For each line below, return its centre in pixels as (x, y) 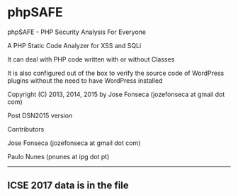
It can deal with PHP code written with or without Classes (91, 59)
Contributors (26, 129)
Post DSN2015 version (40, 115)
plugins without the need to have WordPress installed (85, 80)
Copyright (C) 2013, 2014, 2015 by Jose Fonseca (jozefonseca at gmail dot (116, 94)
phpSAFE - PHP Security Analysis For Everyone (77, 32)
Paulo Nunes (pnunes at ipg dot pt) (58, 156)
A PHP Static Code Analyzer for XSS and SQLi (74, 45)
